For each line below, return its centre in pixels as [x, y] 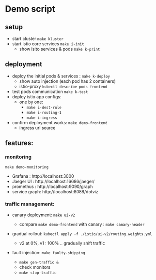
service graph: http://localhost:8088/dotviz [55, 191]
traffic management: [30, 204]
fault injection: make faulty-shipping [49, 252]
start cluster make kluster [38, 38]
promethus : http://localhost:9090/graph [52, 187]
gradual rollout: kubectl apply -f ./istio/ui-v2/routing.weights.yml [82, 233]
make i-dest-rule [44, 107]
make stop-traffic [38, 273]
